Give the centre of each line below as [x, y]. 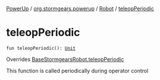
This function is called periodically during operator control [77, 71]
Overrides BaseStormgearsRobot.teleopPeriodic [65, 59]
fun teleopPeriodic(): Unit [41, 48]
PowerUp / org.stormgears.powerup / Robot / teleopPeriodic [80, 9]
